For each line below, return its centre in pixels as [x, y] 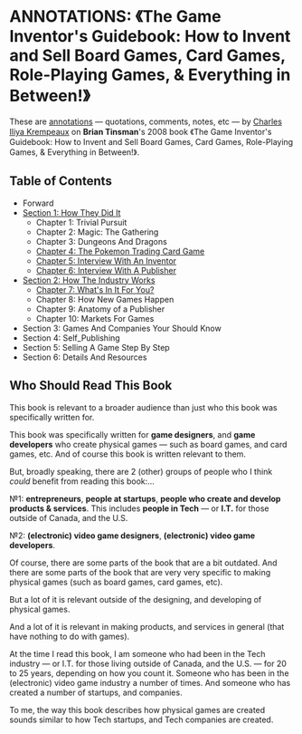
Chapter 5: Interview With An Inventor [106, 261]
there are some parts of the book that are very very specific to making [140, 572]
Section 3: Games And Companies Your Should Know [122, 328]
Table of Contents [61, 181]
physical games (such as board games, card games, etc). [116, 582]
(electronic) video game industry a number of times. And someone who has [150, 682]
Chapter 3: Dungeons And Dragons [101, 241]
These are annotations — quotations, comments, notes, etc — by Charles [146, 121]
